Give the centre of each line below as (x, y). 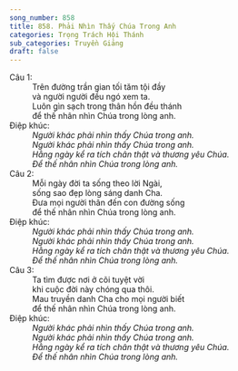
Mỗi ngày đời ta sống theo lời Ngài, (97, 183)
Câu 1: (21, 77)
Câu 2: (22, 174)
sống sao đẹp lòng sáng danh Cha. (98, 193)
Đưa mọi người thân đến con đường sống (109, 203)
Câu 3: (22, 270)
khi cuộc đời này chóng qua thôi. (93, 289)
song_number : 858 (42, 18)
